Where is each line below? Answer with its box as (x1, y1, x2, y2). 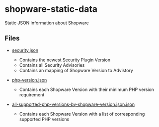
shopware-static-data (4, 3, 98, 15)
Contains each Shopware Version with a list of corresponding (19, 111, 145, 117)
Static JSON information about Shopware (4, 20, 89, 26)
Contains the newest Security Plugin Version (19, 57, 110, 63)
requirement (19, 91, 45, 97)
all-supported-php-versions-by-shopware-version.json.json (11, 101, 135, 107)
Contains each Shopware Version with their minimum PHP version (19, 86, 155, 92)
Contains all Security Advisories (19, 62, 85, 68)
